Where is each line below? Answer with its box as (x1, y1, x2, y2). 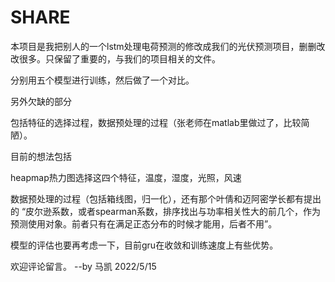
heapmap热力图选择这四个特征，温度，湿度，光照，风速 (10, 171, 242, 183)
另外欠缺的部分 (10, 95, 72, 107)
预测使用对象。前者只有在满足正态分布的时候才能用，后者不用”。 (10, 217, 278, 230)
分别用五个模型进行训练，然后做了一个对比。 (10, 74, 195, 86)
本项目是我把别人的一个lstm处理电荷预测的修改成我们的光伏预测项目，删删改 (10, 40, 326, 52)
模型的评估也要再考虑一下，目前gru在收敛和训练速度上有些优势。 (10, 239, 279, 251)
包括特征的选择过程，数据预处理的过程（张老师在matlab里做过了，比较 (10, 116, 302, 128)
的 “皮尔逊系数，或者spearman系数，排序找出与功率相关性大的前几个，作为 (10, 205, 322, 217)
